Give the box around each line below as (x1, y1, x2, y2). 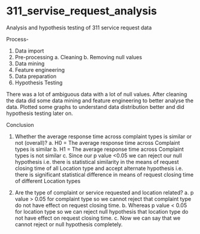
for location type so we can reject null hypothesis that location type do (14, 208, 189, 215)
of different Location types (14, 177, 81, 184)
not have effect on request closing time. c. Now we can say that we (14, 214, 181, 221)
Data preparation (14, 72, 57, 80)
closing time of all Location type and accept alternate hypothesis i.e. (14, 165, 183, 172)
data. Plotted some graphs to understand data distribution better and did (6, 103, 184, 110)
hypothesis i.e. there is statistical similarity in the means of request (14, 158, 179, 165)
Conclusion (6, 121, 35, 128)
